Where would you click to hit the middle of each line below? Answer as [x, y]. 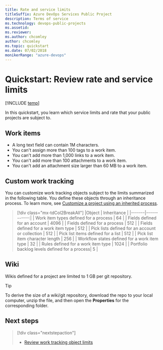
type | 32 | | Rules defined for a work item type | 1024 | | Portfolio [82, 244]
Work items [23, 133]
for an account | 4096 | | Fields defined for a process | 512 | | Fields [85, 223]
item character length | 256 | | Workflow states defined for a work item [88, 239]
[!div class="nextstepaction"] [46, 332]
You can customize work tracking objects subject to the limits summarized [80, 193]
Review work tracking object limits [59, 342]
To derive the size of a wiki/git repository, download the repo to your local [79, 295]
